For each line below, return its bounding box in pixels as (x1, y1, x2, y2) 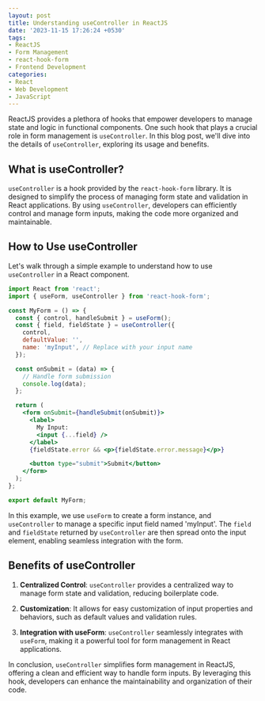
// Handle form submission (22, 372, 112, 380)
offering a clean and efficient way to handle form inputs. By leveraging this (8, 668, 252, 677)
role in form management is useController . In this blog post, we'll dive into (8, 131, 251, 141)
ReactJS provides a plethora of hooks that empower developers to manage (8, 114, 253, 124)
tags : (8, 33, 26, 42)
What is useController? (8, 162, 124, 176)
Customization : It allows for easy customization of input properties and (19, 604, 253, 613)
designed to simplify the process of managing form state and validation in (8, 192, 248, 202)
